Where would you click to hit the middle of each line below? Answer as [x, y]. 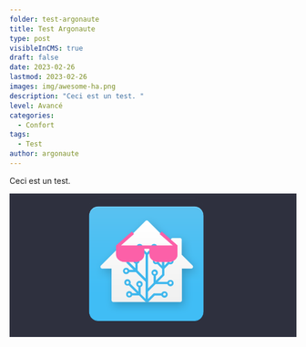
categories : [32, 115]
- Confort [36, 125]
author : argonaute [44, 154]
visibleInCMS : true [46, 48]
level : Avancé [36, 106]
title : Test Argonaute [52, 29]
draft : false [34, 58]
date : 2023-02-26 [42, 67]
